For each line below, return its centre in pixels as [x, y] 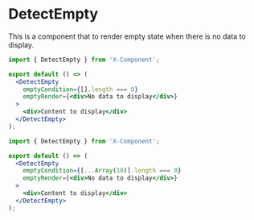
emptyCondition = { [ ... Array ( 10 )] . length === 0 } [102, 171]
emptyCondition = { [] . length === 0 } [80, 89]
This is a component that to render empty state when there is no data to [127, 36]
